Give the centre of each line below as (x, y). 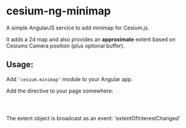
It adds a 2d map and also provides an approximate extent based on (91, 39)
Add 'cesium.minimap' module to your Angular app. (70, 79)
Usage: (20, 65)
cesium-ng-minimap (58, 11)
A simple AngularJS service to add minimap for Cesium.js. (78, 28)
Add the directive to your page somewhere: (60, 91)
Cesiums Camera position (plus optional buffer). (65, 46)
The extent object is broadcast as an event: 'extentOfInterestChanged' (93, 118)
